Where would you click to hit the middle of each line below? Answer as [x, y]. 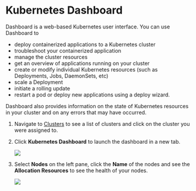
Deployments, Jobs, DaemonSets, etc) [61, 76]
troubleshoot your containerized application [68, 50]
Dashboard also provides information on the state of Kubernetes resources [97, 106]
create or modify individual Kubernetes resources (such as [86, 69]
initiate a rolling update [42, 88]
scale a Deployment [38, 82]
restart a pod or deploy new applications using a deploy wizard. [92, 95]
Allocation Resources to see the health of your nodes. [81, 170]
